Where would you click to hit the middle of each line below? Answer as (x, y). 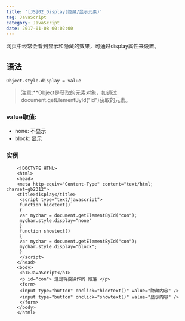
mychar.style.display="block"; (58, 246)
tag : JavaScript (26, 17)
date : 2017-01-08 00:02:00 (40, 28)
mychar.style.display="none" (56, 220)
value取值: (21, 117)
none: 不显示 (30, 131)
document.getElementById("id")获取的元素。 (76, 100)
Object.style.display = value (44, 81)
